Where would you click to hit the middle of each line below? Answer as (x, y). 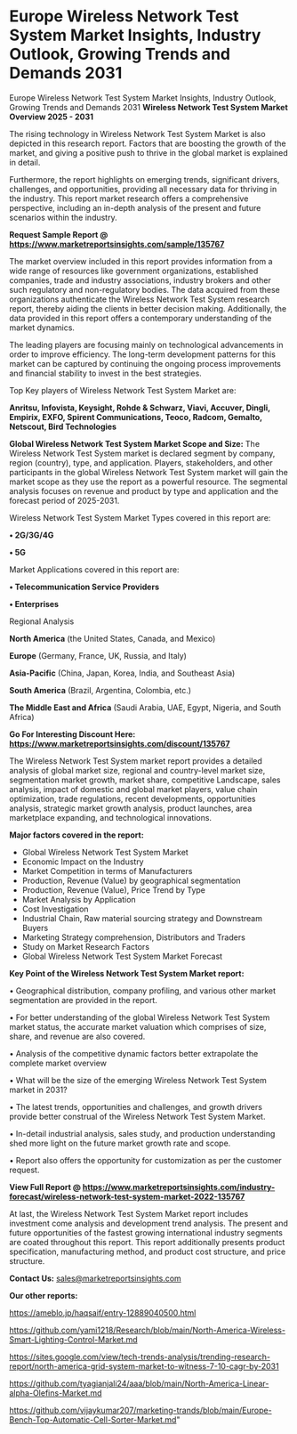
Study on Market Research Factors (85, 946)
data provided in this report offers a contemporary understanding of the (140, 318)
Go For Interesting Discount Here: (72, 734)
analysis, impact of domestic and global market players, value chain (133, 789)
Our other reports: (44, 1295)
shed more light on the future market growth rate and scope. (120, 1143)
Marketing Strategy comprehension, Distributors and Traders (134, 937)
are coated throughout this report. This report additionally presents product (147, 1242)
